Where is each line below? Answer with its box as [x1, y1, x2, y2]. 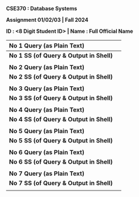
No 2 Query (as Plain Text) [9, 63, 85, 71]
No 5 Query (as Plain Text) [9, 127, 85, 135]
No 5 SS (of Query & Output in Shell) [9, 137, 113, 144]
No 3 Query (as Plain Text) [9, 84, 85, 93]
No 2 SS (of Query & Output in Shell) [9, 73, 113, 81]
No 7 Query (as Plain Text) [9, 169, 85, 178]
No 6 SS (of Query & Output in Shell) [9, 158, 113, 166]
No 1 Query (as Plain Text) [9, 42, 85, 49]
